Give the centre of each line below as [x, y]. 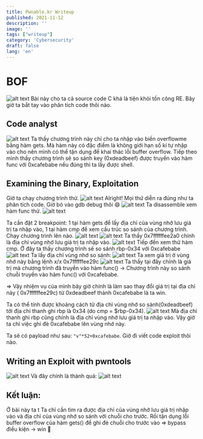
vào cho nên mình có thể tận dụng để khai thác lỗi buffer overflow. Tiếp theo [102, 151]
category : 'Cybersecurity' [40, 40]
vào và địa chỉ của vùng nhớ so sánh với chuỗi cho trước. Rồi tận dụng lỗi [98, 416]
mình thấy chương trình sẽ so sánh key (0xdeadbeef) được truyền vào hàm [99, 158]
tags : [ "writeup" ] [29, 35]
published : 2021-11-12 [35, 18]
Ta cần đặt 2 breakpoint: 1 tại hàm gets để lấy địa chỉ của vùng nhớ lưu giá [99, 223]
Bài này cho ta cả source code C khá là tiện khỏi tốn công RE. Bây [113, 99]
